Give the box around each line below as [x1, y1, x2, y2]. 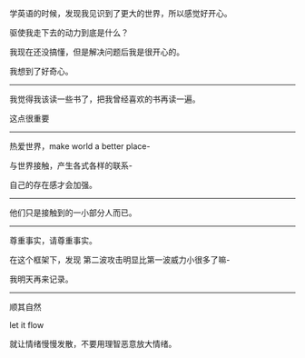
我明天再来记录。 [9, 273, 74, 284]
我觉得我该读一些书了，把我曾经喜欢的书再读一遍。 [9, 94, 201, 104]
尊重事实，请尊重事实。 [9, 235, 97, 245]
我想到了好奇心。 [9, 66, 74, 76]
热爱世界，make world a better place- [9, 141, 151, 152]
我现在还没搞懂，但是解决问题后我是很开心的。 [9, 46, 184, 57]
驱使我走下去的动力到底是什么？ [9, 27, 129, 38]
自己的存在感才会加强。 [9, 180, 97, 190]
